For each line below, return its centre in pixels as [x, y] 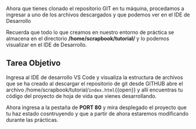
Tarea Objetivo [33, 63]
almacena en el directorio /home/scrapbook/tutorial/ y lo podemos [88, 38]
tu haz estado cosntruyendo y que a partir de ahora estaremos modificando [97, 113]
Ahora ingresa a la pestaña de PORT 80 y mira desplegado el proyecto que [97, 107]
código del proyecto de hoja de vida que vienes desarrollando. [81, 96]
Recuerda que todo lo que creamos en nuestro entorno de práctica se [90, 32]
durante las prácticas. [32, 120]
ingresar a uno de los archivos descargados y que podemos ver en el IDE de [98, 15]
